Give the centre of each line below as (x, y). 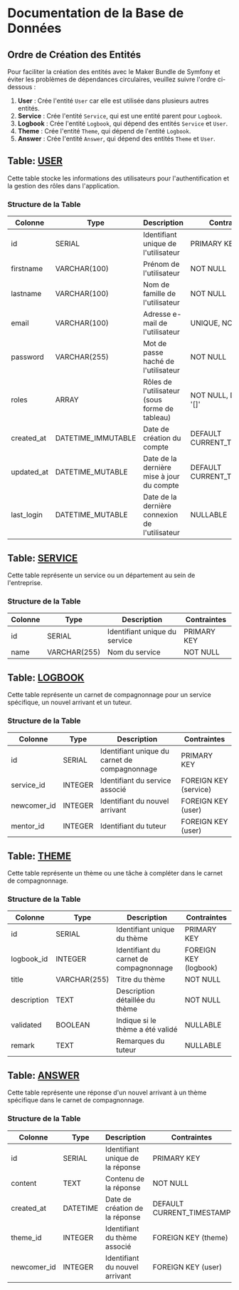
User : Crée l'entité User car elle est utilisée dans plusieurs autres (113, 101)
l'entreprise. (25, 582)
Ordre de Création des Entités (74, 55)
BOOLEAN (73, 1025)
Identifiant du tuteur (133, 826)
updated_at (30, 472)
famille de (160, 294)
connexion (161, 515)
